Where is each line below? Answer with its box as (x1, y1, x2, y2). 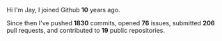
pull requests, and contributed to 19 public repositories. (6, 27, 165, 34)
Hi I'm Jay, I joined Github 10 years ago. (6, 6, 120, 14)
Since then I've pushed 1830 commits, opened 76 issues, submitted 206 (6, 19, 215, 27)
